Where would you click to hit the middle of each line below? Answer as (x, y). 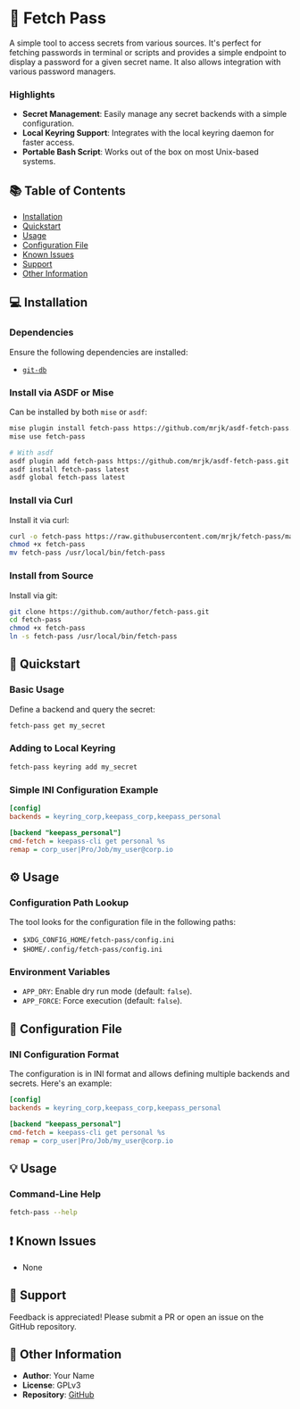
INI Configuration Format (64, 1055)
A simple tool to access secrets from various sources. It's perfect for (135, 43)
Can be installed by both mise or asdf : (78, 412)
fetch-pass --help (43, 1213)
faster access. (48, 143)
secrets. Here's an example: (61, 1083)
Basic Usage (37, 689)
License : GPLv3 (51, 1385)
